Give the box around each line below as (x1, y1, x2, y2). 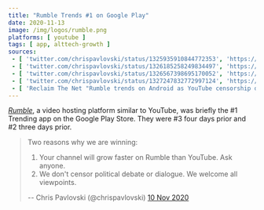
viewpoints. (38, 178, 77, 187)
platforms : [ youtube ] (8, 33, 86, 42)
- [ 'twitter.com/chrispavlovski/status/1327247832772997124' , (11, 77, 223, 85)
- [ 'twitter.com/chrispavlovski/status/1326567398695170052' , (11, 70, 223, 78)
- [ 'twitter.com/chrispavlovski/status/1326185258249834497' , (11, 63, 223, 71)
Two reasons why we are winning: (27, 138, 138, 147)
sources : (8, 48, 37, 56)
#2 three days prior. (8, 122, 72, 132)
